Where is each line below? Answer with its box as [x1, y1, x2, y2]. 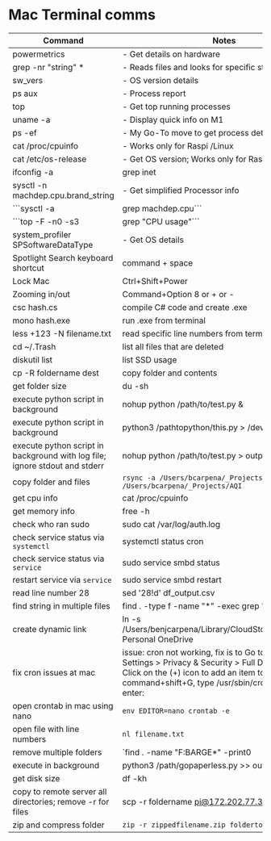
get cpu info [12, 492, 58, 504]
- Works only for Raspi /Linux [122, 140, 234, 151]
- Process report [122, 87, 186, 98]
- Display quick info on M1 [122, 114, 224, 125]
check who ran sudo [12, 518, 90, 529]
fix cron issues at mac [12, 667, 96, 678]
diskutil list [12, 354, 53, 365]
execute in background [12, 759, 99, 771]
